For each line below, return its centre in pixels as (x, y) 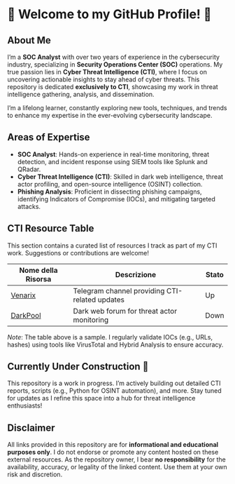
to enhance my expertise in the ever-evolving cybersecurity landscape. (110, 115)
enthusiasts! (25, 405)
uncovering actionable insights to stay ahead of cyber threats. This (104, 79)
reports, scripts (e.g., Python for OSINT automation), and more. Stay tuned (114, 391)
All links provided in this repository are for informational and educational (113, 445)
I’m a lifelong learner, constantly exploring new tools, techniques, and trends (117, 108)
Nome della (38, 270)
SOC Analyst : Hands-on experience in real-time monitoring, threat (113, 154)
